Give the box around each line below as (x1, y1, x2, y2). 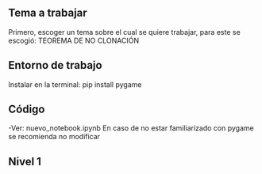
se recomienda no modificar (8, 132, 101, 142)
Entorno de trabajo (8, 59, 102, 72)
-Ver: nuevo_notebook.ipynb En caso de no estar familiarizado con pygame (8, 123, 254, 133)
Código (8, 103, 45, 116)
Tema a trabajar (8, 6, 87, 20)
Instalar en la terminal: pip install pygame (8, 79, 142, 89)
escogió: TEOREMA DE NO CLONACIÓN (8, 36, 140, 45)
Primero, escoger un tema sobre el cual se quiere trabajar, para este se (8, 27, 241, 36)
